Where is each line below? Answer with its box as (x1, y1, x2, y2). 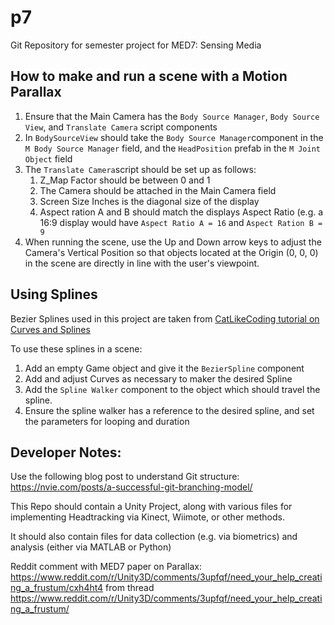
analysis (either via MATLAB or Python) (10, 541, 172, 553)
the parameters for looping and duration (24, 415, 190, 427)
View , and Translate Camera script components (24, 121, 218, 133)
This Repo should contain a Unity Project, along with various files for (10, 501, 293, 513)
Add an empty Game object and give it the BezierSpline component (24, 362, 305, 374)
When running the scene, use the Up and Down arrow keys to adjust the (24, 236, 322, 248)
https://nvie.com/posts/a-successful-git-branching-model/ (10, 481, 253, 493)
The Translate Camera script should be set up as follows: (24, 163, 257, 175)
